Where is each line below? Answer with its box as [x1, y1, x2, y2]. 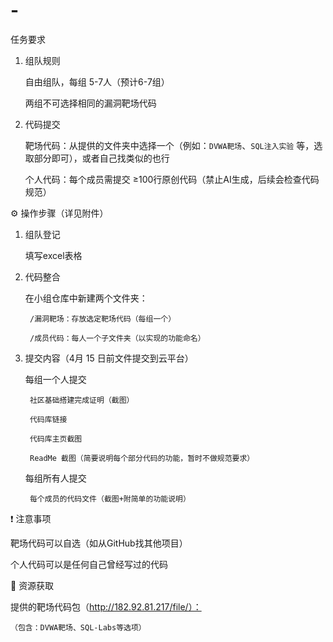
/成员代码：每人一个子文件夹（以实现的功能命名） [29, 333, 206, 343]
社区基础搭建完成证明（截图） [29, 395, 135, 405]
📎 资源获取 [10, 579, 55, 591]
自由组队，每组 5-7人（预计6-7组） [24, 75, 170, 88]
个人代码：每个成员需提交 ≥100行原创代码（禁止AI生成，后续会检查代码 [24, 173, 320, 185]
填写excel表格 [24, 249, 83, 261]
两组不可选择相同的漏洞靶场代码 [24, 97, 157, 109]
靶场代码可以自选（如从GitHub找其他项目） [10, 537, 188, 549]
